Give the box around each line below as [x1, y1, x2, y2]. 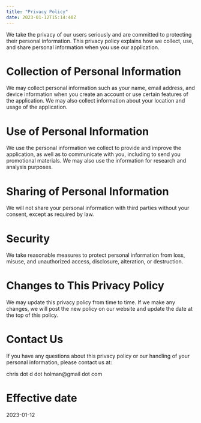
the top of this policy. [6, 311, 59, 319]
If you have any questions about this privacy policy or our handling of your [6, 352, 190, 360]
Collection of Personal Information [6, 64, 181, 78]
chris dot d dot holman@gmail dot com [6, 370, 103, 378]
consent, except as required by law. [6, 211, 94, 218]
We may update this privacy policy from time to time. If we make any [6, 299, 176, 306]
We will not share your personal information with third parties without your [6, 205, 190, 212]
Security [6, 232, 50, 245]
